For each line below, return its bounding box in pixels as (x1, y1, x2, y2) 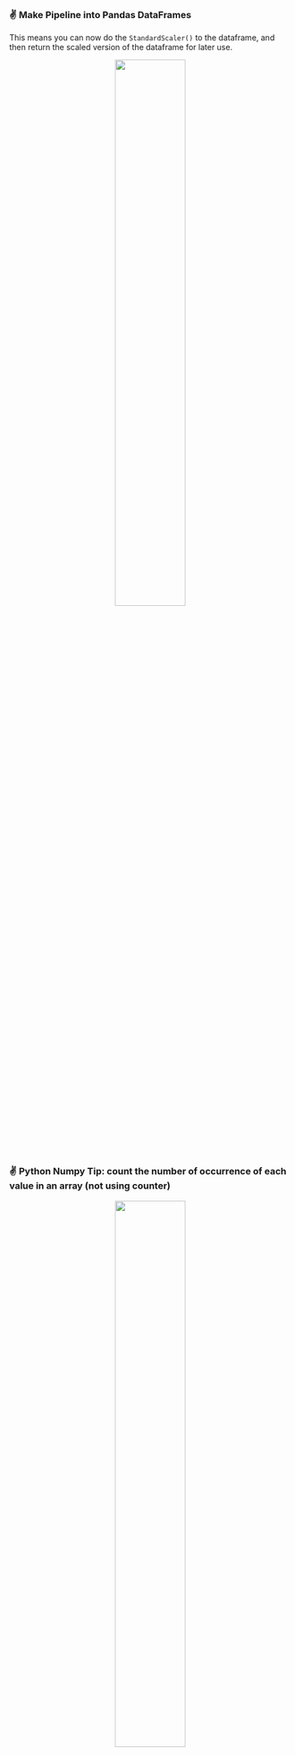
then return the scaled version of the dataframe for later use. (9, 42, 233, 53)
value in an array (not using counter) (9, 1180, 172, 1192)
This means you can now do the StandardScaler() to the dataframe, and (9, 32, 275, 43)
